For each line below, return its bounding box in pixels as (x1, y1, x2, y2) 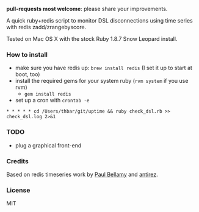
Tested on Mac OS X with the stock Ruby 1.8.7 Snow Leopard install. (6, 35, 178, 42)
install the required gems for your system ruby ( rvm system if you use (15, 77, 189, 85)
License (6, 186, 31, 194)
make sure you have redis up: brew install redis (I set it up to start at (15, 64, 192, 72)
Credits (6, 157, 29, 165)
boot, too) (15, 71, 40, 78)
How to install (6, 50, 48, 58)
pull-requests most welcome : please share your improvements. (6, 5, 168, 12)
